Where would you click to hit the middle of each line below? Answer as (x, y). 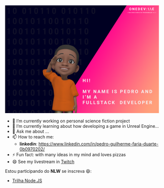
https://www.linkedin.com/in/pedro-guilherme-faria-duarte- (98, 144)
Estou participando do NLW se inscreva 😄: (48, 171)
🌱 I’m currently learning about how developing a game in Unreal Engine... (85, 126)
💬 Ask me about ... (31, 131)
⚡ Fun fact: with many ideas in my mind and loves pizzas (69, 155)
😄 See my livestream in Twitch (43, 162)
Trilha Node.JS (27, 181)
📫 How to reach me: (33, 137)
